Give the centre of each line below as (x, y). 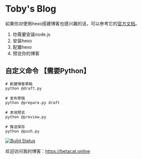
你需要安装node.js (31, 34)
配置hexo (22, 47)
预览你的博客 (26, 53)
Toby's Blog (31, 9)
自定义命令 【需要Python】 (48, 71)
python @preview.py (26, 117)
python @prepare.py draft (32, 103)
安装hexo (22, 41)
